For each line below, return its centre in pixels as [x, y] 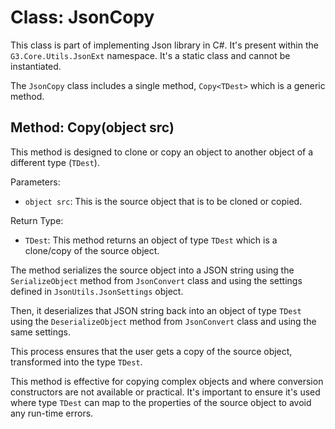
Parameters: [35, 182]
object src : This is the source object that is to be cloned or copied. [163, 201]
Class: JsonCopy [82, 17]
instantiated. [36, 66]
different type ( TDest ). [55, 162]
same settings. [40, 332]
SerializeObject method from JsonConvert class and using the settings [156, 280]
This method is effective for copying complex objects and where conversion [167, 381]
